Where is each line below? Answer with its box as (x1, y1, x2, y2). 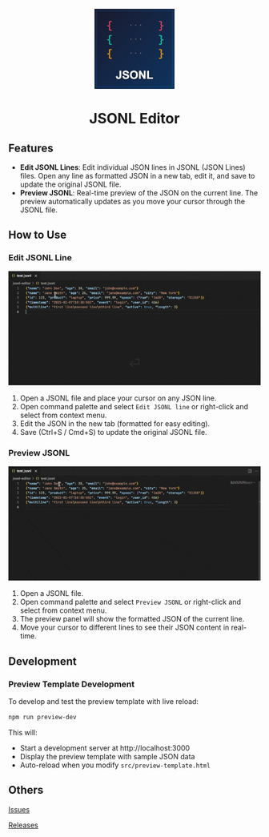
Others (8, 783, 44, 797)
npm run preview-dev (8, 714, 78, 722)
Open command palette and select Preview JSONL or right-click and (19, 598, 242, 607)
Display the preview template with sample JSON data (19, 751, 195, 761)
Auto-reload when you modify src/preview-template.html (19, 760, 211, 770)
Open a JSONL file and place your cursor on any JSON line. (19, 393, 217, 403)
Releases (8, 820, 38, 830)
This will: (8, 727, 38, 737)
